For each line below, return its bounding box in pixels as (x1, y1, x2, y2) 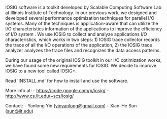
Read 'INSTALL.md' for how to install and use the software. (5, 78, 128, 84)
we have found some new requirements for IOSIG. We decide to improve (5, 63, 156, 68)
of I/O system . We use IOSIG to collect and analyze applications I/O (5, 31, 147, 37)
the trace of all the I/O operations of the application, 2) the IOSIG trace (5, 42, 152, 48)
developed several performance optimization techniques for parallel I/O (5, 15, 155, 21)
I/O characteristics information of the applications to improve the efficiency (5, 26, 162, 32)
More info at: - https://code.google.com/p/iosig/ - (5, 88, 109, 93)
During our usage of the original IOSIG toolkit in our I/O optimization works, (5, 57, 162, 63)
